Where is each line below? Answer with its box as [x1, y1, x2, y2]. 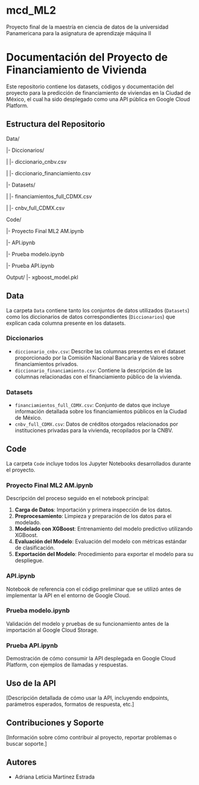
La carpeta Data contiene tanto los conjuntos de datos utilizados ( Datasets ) [6, 306, 190, 314]
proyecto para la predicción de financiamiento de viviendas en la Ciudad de [6, 89, 191, 96]
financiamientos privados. [14, 360, 78, 367]
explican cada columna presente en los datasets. [6, 319, 126, 327]
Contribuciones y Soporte [6, 718, 104, 728]
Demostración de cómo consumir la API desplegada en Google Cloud [6, 655, 176, 662]
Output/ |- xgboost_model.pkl [6, 274, 78, 281]
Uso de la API [6, 678, 56, 688]
